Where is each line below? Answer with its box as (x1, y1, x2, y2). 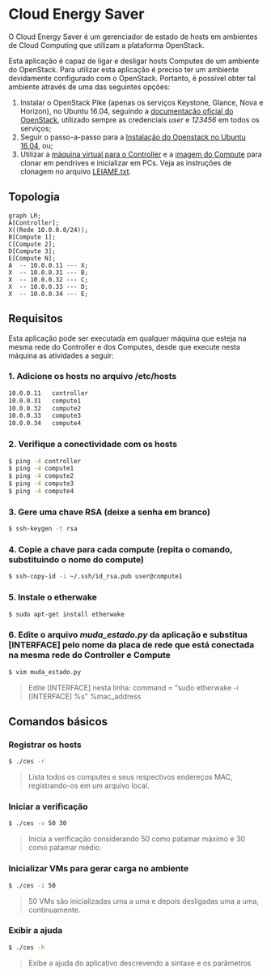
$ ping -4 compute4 (8, 488, 74, 496)
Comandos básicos (8, 715, 108, 729)
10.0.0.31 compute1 (8, 397, 82, 405)
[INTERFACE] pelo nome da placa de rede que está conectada (8, 639, 255, 651)
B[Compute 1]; (8, 233, 57, 241)
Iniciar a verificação (8, 801, 88, 812)
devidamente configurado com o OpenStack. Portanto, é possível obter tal (8, 73, 256, 83)
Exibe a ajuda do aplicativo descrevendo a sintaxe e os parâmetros (28, 958, 252, 968)
